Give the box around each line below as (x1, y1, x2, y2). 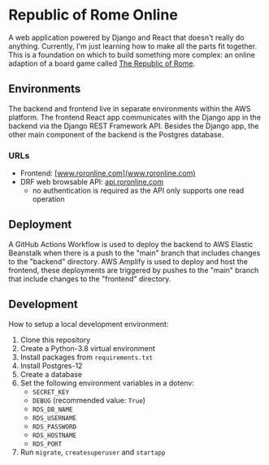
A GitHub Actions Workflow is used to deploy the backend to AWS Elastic (8, 239, 254, 249)
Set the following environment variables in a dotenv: (20, 378, 195, 388)
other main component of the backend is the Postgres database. (8, 129, 224, 139)
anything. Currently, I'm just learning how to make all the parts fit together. (8, 41, 258, 50)
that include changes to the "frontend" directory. (8, 274, 171, 284)
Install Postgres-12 (20, 360, 83, 371)
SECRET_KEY (32, 388, 70, 396)
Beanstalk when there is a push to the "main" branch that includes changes (8, 248, 261, 258)
